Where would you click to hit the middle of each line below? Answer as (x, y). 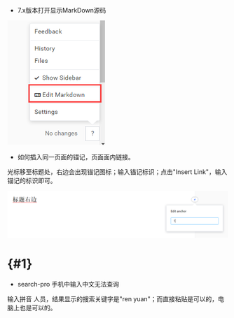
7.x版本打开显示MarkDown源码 (62, 10)
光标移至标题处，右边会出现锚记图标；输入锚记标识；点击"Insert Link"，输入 (117, 172)
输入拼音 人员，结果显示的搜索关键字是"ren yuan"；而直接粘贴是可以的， (113, 298)
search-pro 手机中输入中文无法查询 (68, 284)
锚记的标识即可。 (32, 181)
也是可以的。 (38, 308)
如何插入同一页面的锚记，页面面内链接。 (76, 157)
